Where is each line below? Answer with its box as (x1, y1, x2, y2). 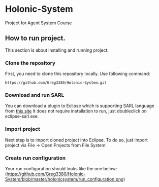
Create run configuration (5, 154, 66, 161)
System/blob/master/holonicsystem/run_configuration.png (5, 176, 124, 182)
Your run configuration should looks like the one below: (5, 165, 117, 171)
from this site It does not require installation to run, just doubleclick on (5, 108, 147, 114)
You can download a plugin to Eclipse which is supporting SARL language (5, 103, 155, 109)
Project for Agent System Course (5, 20, 72, 26)
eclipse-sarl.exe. (5, 113, 39, 119)
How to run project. (5, 34, 65, 42)
